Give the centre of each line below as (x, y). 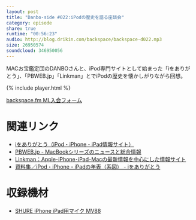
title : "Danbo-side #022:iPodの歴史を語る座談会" (65, 17)
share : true (21, 28)
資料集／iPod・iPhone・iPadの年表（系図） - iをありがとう (88, 166)
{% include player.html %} (38, 88)
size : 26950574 (25, 45)
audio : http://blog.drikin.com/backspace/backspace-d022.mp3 (84, 39)
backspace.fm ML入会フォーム (44, 100)
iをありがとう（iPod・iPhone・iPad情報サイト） (74, 144)
